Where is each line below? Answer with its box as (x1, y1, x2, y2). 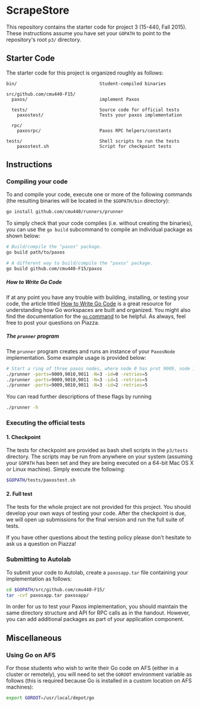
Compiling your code (6, 177, 68, 186)
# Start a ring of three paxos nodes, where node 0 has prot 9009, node (6, 365, 190, 372)
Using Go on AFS (6, 651, 56, 659)
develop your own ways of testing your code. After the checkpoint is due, (6, 510, 186, 517)
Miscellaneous (6, 633, 62, 643)
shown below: (6, 232, 40, 239)
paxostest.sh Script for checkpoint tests (17, 143, 171, 149)
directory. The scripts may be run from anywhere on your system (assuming (6, 453, 193, 460)
